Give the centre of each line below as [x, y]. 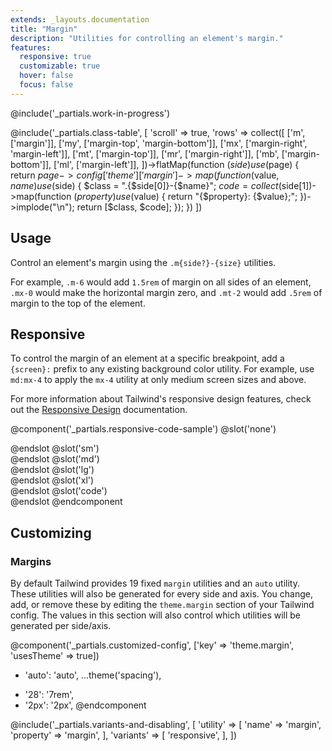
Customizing [51, 532]
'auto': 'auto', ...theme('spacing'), [93, 675]
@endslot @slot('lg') [52, 470]
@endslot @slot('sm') [55, 448]
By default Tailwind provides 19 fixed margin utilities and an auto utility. [155, 583]
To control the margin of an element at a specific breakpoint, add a [147, 358]
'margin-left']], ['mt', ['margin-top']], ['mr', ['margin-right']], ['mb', [145, 153]
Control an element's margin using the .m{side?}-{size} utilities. [143, 262]
